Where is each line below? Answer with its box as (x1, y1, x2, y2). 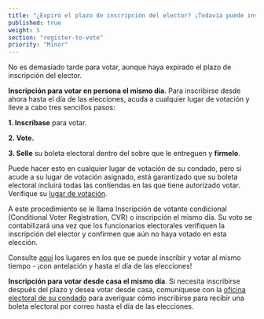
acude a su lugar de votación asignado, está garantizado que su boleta (8, 172, 238, 182)
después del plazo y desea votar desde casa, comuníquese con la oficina (8, 285, 246, 295)
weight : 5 (8, 26, 41, 34)
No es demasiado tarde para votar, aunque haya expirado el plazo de (8, 62, 232, 72)
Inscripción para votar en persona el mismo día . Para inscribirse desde (8, 86, 241, 95)
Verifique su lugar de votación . (8, 189, 108, 198)
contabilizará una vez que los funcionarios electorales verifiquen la (8, 221, 225, 231)
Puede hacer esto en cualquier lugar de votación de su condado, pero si (8, 164, 242, 173)
